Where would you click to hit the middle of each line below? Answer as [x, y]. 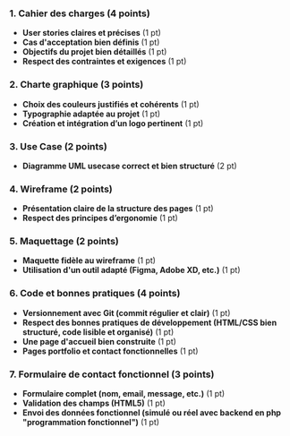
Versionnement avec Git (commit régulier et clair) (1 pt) [126, 312]
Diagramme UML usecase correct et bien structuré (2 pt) [129, 166]
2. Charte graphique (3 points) [77, 85]
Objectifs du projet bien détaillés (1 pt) [94, 52]
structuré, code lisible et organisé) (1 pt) [98, 332]
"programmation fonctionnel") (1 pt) [90, 423]
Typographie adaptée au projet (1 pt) [91, 114]
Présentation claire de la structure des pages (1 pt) [118, 209]
